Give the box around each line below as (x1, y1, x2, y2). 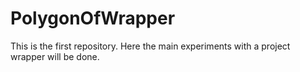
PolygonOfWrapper (10, 7, 176, 30)
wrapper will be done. (10, 50, 100, 62)
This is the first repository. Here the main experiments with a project (10, 40, 291, 52)
